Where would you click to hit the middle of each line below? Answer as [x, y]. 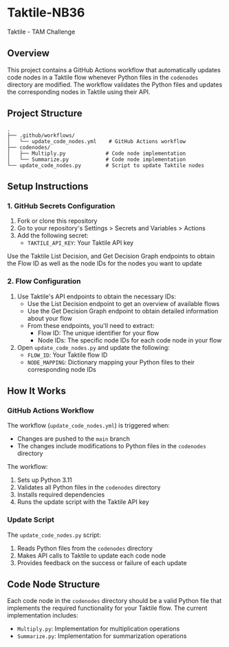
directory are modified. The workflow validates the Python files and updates [115, 85]
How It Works [37, 391]
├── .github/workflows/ [41, 135]
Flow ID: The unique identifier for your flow [98, 333]
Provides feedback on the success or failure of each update [102, 562]
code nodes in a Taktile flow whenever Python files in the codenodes [103, 77]
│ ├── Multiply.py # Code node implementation [97, 153]
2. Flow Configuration [44, 281]
